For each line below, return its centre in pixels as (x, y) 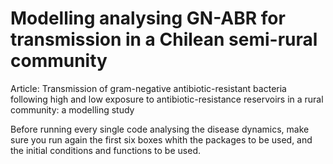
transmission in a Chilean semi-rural (164, 39)
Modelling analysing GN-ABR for (148, 18)
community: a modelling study (72, 109)
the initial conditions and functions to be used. (105, 150)
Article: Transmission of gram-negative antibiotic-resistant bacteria (148, 88)
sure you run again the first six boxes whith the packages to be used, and (161, 139)
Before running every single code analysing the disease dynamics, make (160, 129)
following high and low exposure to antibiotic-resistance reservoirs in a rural (167, 99)
